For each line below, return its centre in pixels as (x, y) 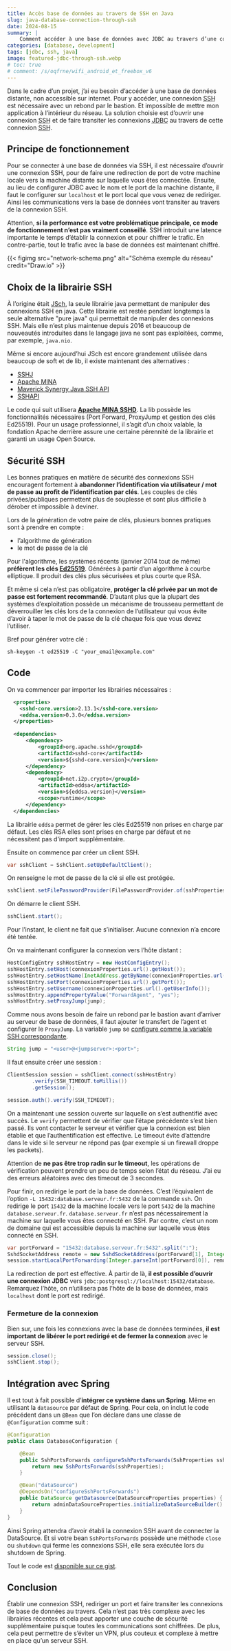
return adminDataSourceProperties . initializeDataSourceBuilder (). (129, 1504)
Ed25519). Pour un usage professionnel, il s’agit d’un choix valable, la (105, 424)
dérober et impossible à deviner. (53, 506)
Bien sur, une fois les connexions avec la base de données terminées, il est (113, 1329)
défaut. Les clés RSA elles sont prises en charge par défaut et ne (99, 832)
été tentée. (22, 937)
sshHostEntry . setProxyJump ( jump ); (57, 1001)
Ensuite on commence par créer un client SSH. (73, 852)
